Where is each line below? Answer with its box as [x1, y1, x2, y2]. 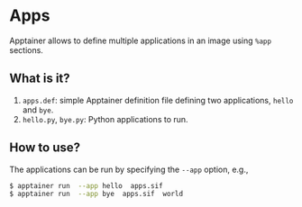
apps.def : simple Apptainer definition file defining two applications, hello [22, 94, 294, 105]
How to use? [9, 140, 81, 156]
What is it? [9, 71, 70, 86]
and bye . [22, 104, 54, 115]
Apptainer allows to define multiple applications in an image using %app [9, 35, 272, 46]
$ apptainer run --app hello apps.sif [9, 181, 164, 190]
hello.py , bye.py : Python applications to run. [22, 113, 188, 124]
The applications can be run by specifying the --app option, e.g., [9, 164, 249, 175]
